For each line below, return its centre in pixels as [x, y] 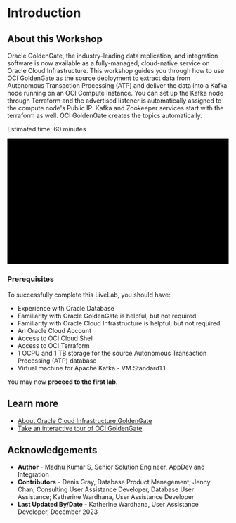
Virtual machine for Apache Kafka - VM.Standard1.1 [92, 368]
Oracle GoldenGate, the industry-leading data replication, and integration [113, 56]
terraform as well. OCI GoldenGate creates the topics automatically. [105, 115]
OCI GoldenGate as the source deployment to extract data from [99, 78]
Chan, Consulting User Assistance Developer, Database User [106, 489]
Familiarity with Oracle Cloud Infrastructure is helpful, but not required [119, 323]
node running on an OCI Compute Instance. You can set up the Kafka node [115, 93]
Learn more [33, 404]
